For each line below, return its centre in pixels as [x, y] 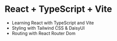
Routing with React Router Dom [44, 33]
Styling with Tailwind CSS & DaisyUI [48, 28]
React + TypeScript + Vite [58, 9]
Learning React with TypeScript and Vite [53, 23]
